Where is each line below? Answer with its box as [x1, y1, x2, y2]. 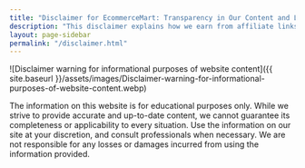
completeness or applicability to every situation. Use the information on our [9, 120, 291, 131]
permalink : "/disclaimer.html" [9, 38, 128, 48]
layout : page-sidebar [9, 30, 92, 39]
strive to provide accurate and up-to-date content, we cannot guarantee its [9, 110, 290, 121]
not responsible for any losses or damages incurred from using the [9, 139, 260, 150]
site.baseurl [9, 74, 54, 84]
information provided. [9, 149, 91, 160]
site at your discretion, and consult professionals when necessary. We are [9, 129, 286, 141]
